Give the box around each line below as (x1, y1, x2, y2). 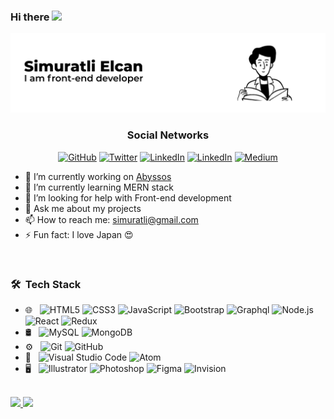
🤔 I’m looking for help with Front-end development (24, 191, 232, 204)
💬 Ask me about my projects (24, 202, 142, 214)
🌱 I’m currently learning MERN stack (24, 181, 174, 193)
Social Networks (126, 128, 210, 142)
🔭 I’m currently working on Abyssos (24, 170, 172, 182)
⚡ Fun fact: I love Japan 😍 (24, 228, 134, 240)
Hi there (10, 10, 50, 24)
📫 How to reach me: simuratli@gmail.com (24, 213, 199, 225)
